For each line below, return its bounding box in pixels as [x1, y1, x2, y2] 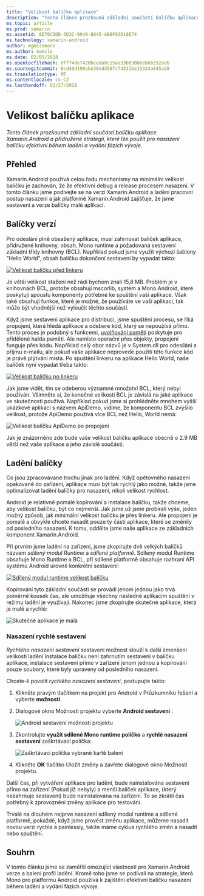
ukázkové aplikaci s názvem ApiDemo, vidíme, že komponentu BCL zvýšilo [6, 404, 193, 411]
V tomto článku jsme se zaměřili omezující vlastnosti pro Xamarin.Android [6, 863, 190, 870]
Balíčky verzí [6, 219, 56, 229]
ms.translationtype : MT [6, 71, 67, 77]
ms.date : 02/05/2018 [6, 54, 59, 60]
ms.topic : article [6, 20, 53, 26]
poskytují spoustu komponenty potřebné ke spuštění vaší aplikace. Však [6, 291, 187, 298]
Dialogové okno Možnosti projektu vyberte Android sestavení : [15, 707, 174, 715]
